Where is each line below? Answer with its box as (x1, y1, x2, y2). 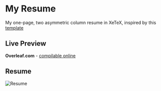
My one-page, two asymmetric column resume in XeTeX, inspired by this (5, 19, 156, 25)
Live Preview (5, 39, 46, 48)
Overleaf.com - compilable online (5, 52, 76, 58)
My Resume (5, 3, 56, 14)
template (5, 24, 24, 30)
